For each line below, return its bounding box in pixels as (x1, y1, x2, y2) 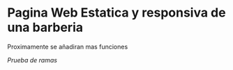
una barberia (7, 19, 84, 35)
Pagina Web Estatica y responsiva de (7, 5, 226, 21)
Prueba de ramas (7, 55, 58, 64)
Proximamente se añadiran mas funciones (7, 42, 128, 51)
